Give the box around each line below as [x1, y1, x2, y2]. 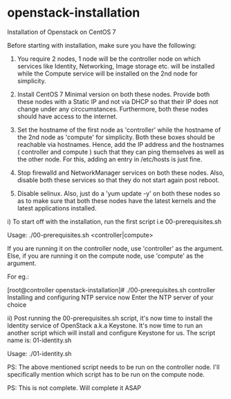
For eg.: [7, 272, 30, 281]
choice [7, 300, 27, 309]
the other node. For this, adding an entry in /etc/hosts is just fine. [17, 154, 203, 163]
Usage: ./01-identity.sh [7, 349, 72, 357]
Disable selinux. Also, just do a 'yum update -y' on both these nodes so [17, 189, 221, 197]
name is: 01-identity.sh [7, 336, 72, 344]
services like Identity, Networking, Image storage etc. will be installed [17, 62, 215, 70]
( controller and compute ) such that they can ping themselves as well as [17, 148, 225, 156]
